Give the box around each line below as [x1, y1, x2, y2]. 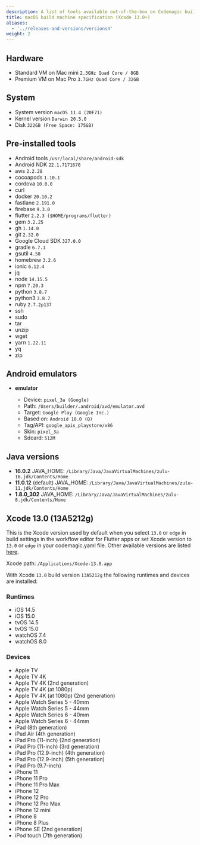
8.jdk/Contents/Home [14, 497, 66, 503]
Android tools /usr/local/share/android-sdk [14, 154, 124, 161]
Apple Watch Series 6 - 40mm [14, 711, 89, 718]
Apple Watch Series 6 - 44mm [14, 717, 89, 724]
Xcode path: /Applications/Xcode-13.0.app [6, 560, 112, 567]
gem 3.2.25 [14, 218, 43, 225]
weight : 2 [6, 31, 31, 37]
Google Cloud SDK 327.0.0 [14, 237, 82, 244]
